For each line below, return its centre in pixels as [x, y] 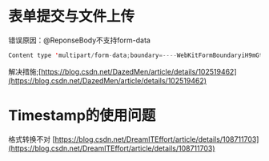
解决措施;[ [25, 71]
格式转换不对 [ [32, 139]
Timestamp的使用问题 [82, 115]
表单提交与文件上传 [72, 16]
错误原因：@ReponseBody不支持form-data [79, 40]
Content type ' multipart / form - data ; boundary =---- [93, 55]
